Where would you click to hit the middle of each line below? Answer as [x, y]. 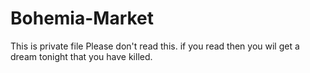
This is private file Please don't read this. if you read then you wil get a [155, 46]
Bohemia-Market [82, 18]
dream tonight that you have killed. [81, 56]
